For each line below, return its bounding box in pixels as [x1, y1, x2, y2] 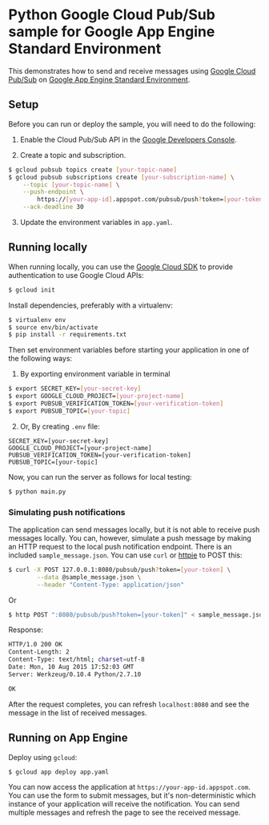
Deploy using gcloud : [8, 752, 78, 762]
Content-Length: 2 [8, 648, 70, 656]
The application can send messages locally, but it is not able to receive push [8, 525, 260, 534]
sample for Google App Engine [8, 22, 215, 41]
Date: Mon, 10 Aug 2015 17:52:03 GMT [8, 663, 134, 671]
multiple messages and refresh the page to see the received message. [8, 807, 241, 818]
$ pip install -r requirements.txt [8, 331, 127, 339]
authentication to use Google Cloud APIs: [8, 270, 144, 280]
